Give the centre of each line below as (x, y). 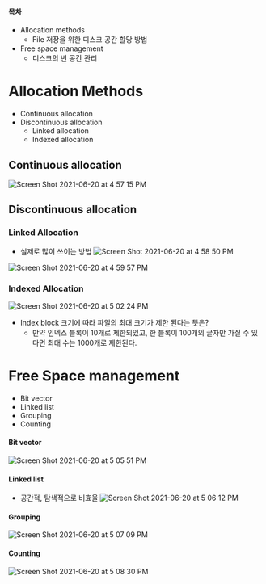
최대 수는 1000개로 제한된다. (92, 342)
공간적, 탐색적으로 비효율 (59, 498)
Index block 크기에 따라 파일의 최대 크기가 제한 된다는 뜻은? (114, 322)
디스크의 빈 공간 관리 (65, 58)
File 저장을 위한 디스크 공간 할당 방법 (90, 40)
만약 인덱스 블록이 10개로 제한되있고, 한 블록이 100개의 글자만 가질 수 (141, 332)
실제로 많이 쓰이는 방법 (56, 251)
